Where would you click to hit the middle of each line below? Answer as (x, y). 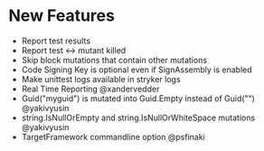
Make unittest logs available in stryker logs (101, 79)
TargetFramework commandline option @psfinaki (113, 137)
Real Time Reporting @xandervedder (90, 89)
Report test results (56, 41)
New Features (61, 16)
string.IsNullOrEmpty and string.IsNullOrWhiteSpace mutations (138, 118)
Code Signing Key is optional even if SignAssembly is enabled (137, 70)
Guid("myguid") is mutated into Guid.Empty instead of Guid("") (138, 98)
